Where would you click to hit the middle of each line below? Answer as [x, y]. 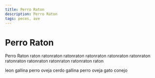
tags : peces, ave [23, 18]
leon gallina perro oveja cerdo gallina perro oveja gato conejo [66, 70]
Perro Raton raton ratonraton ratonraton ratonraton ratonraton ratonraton [78, 56]
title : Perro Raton [25, 9]
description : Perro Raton [31, 14]
